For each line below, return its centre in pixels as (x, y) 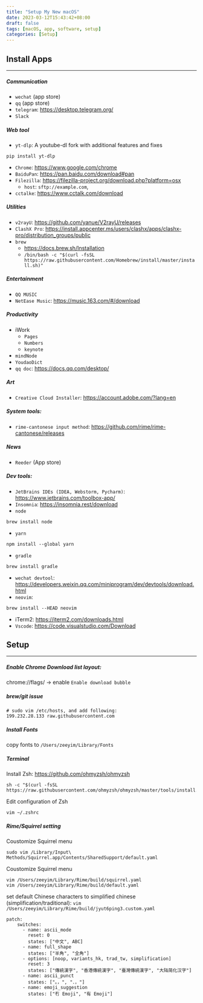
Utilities (16, 207)
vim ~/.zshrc (23, 813)
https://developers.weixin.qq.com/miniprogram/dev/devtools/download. (105, 584)
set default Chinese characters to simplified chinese (71, 896)
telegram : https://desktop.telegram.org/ (64, 109)
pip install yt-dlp (31, 156)
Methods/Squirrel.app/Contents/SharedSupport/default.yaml (82, 858)
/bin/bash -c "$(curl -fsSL (59, 255)
